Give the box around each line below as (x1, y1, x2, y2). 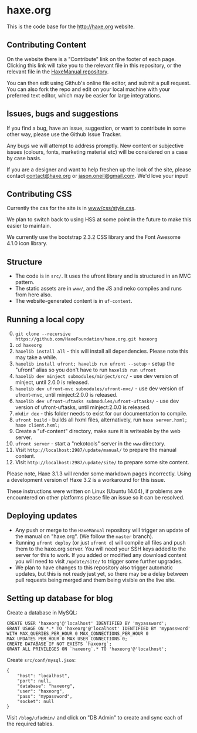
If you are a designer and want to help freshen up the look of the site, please (6, 165, 191, 173)
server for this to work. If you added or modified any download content (15, 551, 187, 558)
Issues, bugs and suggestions (6, 109, 119, 119)
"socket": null (17, 698, 55, 704)
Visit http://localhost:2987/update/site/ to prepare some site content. (15, 459, 189, 465)
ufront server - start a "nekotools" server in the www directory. (15, 440, 166, 447)
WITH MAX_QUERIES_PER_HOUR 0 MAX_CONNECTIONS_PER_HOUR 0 (6, 630, 149, 637)
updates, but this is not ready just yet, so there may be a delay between (15, 570, 188, 577)
